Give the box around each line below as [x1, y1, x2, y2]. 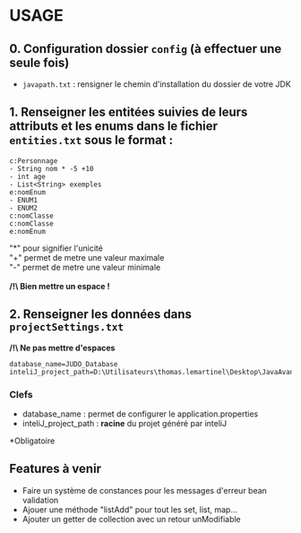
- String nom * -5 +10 [9, 164, 94, 173]
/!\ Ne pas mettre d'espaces [9, 342, 116, 353]
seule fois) [9, 55, 70, 70]
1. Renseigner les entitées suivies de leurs [9, 105, 248, 120]
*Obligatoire [9, 435, 56, 446]
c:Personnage [9, 156, 58, 166]
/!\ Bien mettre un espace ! [9, 280, 110, 291]
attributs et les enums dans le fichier [9, 118, 218, 134]
